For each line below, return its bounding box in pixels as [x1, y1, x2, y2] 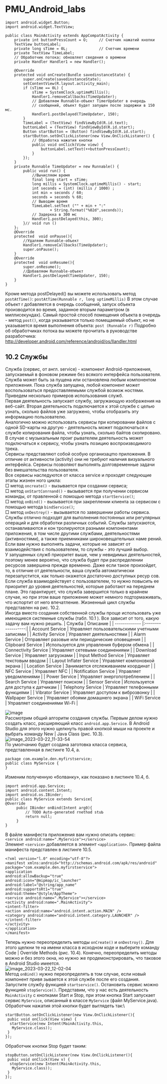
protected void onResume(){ [14, 260, 75, 265]
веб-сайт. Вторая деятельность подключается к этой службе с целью [5, 403, 155, 409]
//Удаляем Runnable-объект [23, 238, 79, 243]
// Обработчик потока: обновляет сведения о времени [14, 55, 126, 60]
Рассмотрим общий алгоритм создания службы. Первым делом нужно [5, 715, 158, 721]
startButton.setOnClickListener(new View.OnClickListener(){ [5, 1012, 135, 1017]
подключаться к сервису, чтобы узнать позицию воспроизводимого [5, 440, 152, 446]
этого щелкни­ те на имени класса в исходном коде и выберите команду [5, 944, 160, 950]
